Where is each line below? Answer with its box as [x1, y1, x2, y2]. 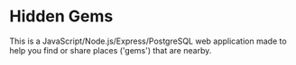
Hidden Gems [9, 6, 114, 27]
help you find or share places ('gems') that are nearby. [9, 45, 212, 55]
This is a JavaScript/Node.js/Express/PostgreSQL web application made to [9, 36, 287, 46]
